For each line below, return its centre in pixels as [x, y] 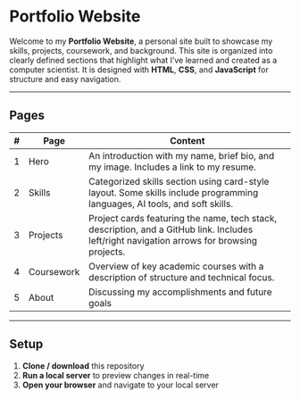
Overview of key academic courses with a [176, 266]
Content [187, 140]
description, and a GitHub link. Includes [171, 229]
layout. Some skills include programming [174, 192]
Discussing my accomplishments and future [180, 292]
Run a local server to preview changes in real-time [116, 375]
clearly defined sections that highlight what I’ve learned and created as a [143, 60]
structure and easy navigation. [65, 79]
